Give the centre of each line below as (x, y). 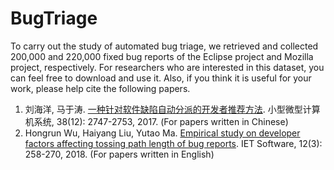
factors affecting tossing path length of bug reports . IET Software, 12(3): (173, 143)
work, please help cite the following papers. (100, 88)
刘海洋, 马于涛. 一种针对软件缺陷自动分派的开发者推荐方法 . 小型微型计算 (172, 109)
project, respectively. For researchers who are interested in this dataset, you (167, 67)
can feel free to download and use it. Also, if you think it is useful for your (161, 78)
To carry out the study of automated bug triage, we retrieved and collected (164, 46)
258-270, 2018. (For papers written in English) (119, 154)
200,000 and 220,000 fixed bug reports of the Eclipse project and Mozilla (162, 56)
